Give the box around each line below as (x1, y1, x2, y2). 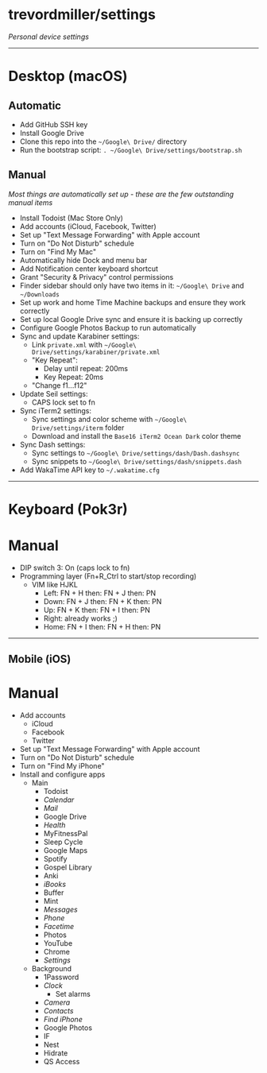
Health (43, 820, 66, 830)
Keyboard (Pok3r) (8, 500, 129, 518)
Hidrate (43, 1048, 68, 1058)
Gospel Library (43, 862, 93, 872)
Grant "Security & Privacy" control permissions (19, 272, 174, 281)
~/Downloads (19, 290, 60, 299)
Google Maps (43, 846, 88, 855)
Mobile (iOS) (8, 653, 72, 666)
